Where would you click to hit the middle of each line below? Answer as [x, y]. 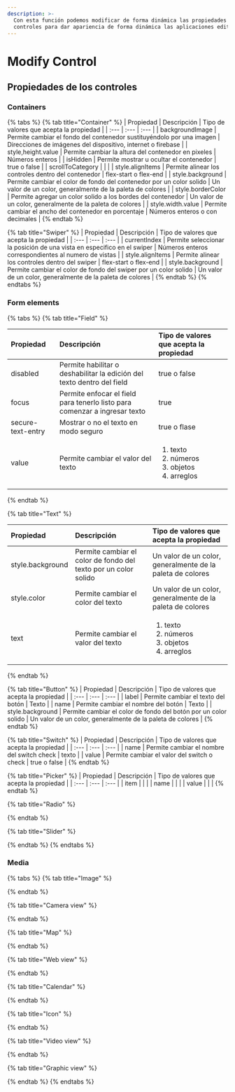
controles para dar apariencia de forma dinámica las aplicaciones [114, 27]
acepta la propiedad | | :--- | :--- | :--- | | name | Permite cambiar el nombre [116, 747]
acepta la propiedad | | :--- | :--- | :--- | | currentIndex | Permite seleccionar [116, 240]
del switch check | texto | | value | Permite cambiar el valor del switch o [110, 755]
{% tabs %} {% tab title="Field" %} [58, 318]
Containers [27, 107]
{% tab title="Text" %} [40, 513]
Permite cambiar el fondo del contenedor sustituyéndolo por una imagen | [114, 137]
